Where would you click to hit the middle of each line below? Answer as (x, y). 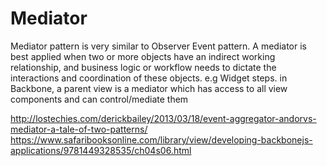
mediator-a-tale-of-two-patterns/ (79, 129)
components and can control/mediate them (99, 99)
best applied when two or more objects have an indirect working (143, 56)
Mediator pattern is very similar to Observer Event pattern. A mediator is (158, 46)
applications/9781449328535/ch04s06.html (101, 150)
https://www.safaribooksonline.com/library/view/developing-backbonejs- (161, 139)
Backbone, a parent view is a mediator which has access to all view (149, 88)
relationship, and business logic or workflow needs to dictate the (143, 67)
